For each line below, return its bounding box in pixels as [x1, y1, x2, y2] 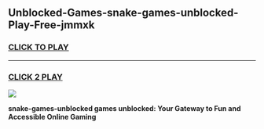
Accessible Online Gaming [8, 112, 97, 121]
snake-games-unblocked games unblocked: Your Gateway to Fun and [8, 103, 241, 113]
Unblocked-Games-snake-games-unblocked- [8, 6, 239, 20]
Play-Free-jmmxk [8, 19, 95, 32]
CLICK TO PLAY [8, 42, 69, 53]
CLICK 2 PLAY [8, 71, 63, 82]
